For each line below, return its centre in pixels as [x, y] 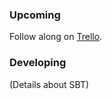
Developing [38, 63]
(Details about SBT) [49, 84]
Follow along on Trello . [56, 37]
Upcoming [35, 15]
